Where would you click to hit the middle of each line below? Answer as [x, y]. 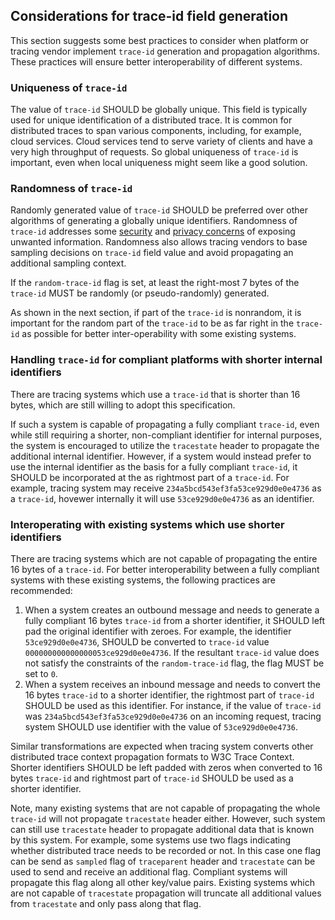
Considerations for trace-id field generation [149, 16]
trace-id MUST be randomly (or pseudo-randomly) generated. [140, 293]
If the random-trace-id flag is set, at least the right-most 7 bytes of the [155, 283]
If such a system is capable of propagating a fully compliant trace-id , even [165, 424]
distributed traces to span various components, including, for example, [156, 131]
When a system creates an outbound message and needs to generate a [172, 610]
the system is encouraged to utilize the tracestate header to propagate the [165, 445]
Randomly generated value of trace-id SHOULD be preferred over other [159, 210]
